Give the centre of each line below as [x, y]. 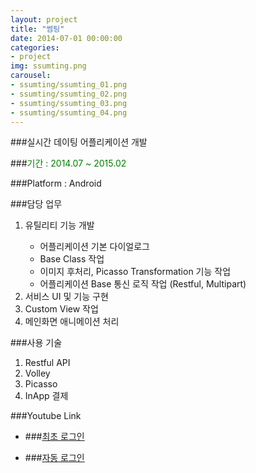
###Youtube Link [46, 416]
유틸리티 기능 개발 [59, 225]
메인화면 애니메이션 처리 [72, 322]
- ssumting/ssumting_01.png [69, 85]
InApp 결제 [46, 396]
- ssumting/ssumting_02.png [69, 94]
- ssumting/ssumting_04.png [69, 112]
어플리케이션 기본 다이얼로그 [94, 247]
